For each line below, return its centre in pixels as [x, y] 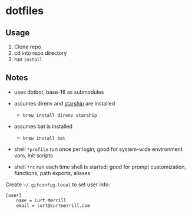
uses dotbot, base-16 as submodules [59, 92]
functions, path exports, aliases [52, 173]
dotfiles [25, 11]
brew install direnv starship [60, 115]
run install [28, 59]
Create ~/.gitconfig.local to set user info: [58, 185]
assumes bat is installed [43, 126]
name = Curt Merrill [41, 200]
